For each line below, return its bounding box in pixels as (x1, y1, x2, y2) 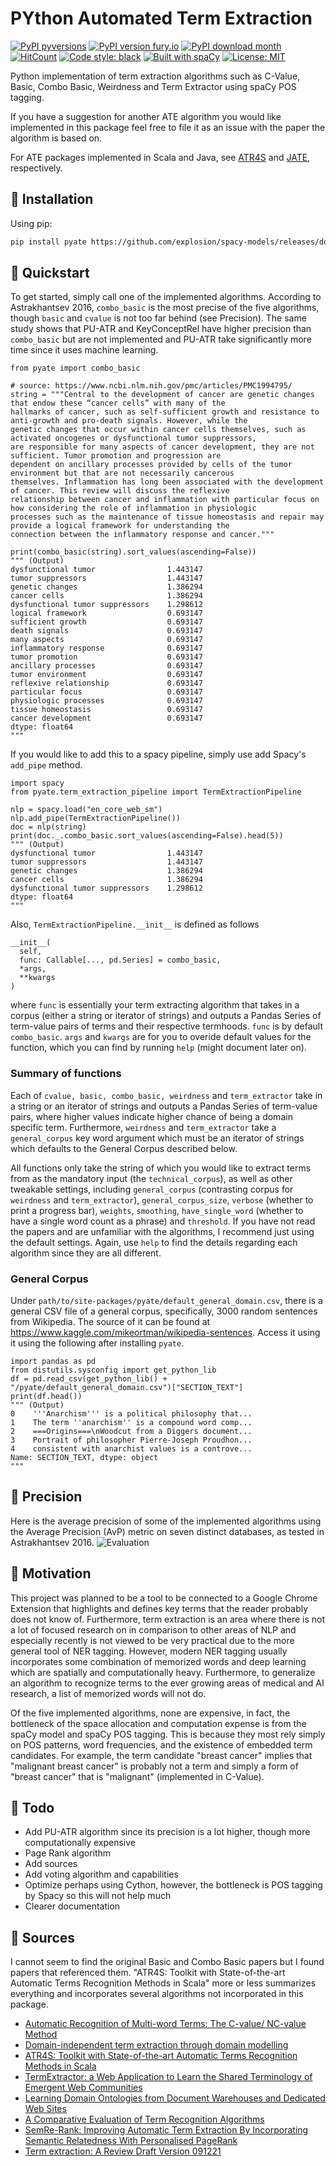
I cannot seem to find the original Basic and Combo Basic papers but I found (10, 1956, 325, 1968)
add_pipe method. (10, 759, 83, 771)
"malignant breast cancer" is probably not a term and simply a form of (10, 1760, 299, 1772)
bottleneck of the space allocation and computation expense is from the (10, 1717, 307, 1729)
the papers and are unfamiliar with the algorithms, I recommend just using (10, 1225, 315, 1237)
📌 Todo (10, 1800, 55, 1817)
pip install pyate (10, 237, 87, 247)
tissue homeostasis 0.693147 (10, 705, 203, 715)
